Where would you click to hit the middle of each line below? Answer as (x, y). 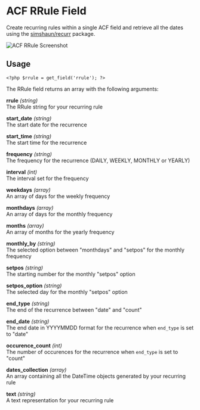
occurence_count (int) (34, 345)
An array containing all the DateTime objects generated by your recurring (96, 376)
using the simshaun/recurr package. (51, 33)
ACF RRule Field (46, 11)
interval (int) (22, 172)
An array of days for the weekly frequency (58, 196)
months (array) (25, 225)
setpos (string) (25, 268)
